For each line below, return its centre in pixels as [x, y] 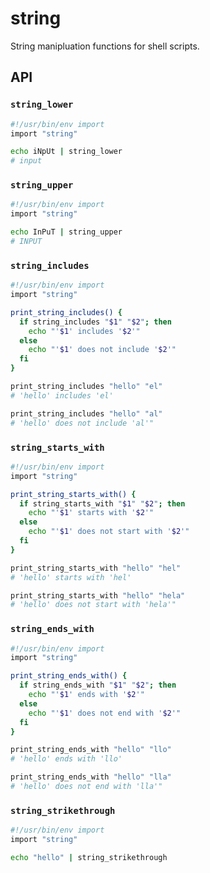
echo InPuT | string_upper [66, 232]
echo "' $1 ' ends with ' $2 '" [86, 695]
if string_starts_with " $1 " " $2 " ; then [102, 503]
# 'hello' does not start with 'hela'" [93, 605]
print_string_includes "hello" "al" [86, 413]
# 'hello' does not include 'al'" [82, 423]
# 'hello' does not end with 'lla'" [86, 787]
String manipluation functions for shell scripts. [105, 46]
